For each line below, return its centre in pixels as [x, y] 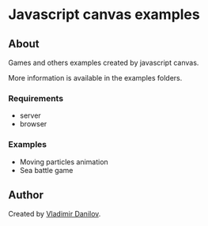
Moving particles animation [64, 162]
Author [26, 195]
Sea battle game [46, 170]
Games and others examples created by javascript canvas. [104, 62]
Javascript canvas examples [104, 15]
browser [33, 124]
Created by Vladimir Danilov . [55, 214]
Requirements [36, 98]
